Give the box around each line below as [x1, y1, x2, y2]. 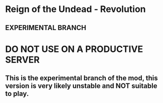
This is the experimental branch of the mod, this [5, 74, 158, 82]
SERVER [5, 54, 40, 65]
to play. [5, 89, 29, 98]
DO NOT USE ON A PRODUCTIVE [5, 43, 143, 54]
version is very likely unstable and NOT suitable [5, 81, 157, 90]
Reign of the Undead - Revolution [5, 3, 146, 15]
